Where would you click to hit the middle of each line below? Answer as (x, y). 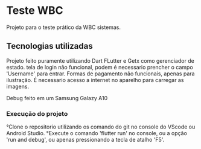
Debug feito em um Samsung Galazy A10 (57, 98)
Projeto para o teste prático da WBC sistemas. (64, 27)
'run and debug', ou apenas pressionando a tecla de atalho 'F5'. (85, 140)
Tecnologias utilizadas (49, 46)
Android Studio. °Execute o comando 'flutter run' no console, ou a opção (97, 133)
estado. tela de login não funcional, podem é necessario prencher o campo (100, 67)
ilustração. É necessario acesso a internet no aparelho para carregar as (95, 80)
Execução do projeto (37, 113)
